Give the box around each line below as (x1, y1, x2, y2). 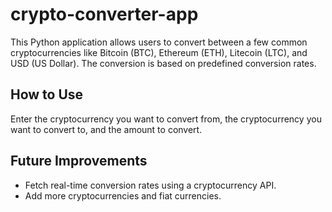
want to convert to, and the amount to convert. (10, 123, 203, 135)
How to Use (10, 86, 84, 103)
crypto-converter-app (10, 3, 199, 26)
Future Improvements (10, 153, 148, 170)
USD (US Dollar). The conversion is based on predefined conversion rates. (10, 57, 317, 69)
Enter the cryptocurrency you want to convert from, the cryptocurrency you (10, 113, 322, 125)
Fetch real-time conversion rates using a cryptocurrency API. (24, 179, 277, 191)
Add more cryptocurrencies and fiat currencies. (24, 189, 222, 202)
